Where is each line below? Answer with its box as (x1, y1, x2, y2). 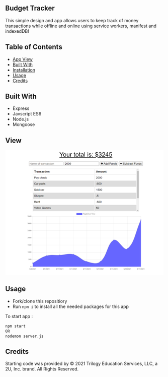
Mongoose (12, 121, 35, 128)
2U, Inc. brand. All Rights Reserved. (5, 366, 79, 372)
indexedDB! (5, 28, 29, 34)
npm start (5, 324, 26, 329)
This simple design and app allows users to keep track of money (5, 17, 139, 23)
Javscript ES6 (12, 111, 42, 117)
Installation (12, 67, 36, 73)
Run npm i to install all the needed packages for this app (12, 303, 129, 309)
